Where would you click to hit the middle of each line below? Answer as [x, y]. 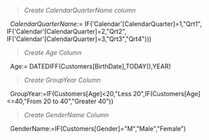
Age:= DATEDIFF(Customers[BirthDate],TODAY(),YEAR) [90, 66]
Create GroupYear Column [62, 80]
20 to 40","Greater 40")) [78, 101]
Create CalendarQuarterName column [80, 10]
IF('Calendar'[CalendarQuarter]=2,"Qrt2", [67, 31]
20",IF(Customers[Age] [167, 94]
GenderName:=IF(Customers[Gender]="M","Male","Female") [98, 129]
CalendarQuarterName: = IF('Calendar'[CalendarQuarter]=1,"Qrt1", [106, 24]
